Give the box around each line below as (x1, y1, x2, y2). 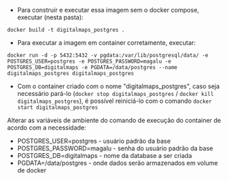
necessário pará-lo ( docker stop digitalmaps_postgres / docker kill (17, 90, 214, 97)
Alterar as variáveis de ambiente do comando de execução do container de (7, 117, 221, 124)
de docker (17, 166, 47, 174)
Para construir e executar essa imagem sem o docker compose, (17, 6, 200, 14)
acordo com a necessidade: (7, 123, 86, 132)
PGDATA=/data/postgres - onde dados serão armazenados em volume (17, 159, 218, 167)
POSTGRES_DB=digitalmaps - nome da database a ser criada (17, 152, 192, 159)
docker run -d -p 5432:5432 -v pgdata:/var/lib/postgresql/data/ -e (7, 52, 209, 59)
